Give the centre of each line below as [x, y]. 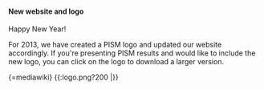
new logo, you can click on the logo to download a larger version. [116, 62]
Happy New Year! [37, 29]
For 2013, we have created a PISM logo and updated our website [115, 45]
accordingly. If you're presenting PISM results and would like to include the [132, 53]
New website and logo [46, 11]
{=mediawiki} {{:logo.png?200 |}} [63, 77]
